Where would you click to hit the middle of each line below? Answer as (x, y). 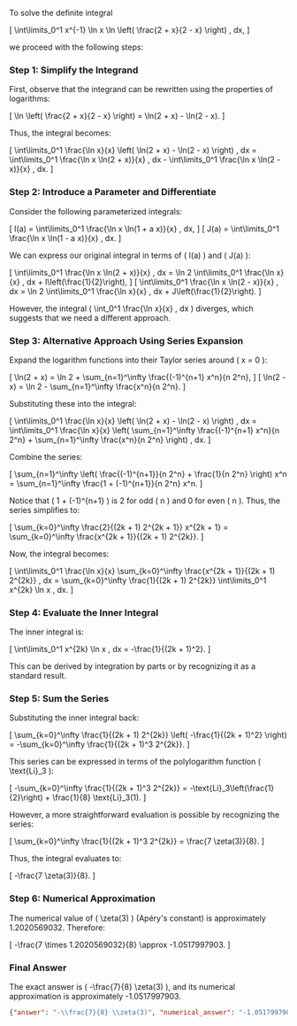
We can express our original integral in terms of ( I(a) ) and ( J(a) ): (130, 255)
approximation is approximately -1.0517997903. (95, 997)
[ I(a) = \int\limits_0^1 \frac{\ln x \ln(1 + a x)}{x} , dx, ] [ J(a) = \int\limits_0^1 (145, 229)
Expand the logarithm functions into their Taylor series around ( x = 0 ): (138, 360)
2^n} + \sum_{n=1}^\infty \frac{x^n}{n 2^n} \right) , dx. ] (110, 439)
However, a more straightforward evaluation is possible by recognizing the (145, 815)
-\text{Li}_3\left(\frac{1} (232, 789)
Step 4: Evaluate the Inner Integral (84, 612)
